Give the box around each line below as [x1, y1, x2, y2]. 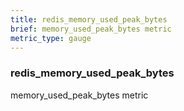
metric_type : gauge [10, 33, 92, 43]
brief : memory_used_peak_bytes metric [10, 24, 172, 34]
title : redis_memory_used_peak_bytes [10, 14, 168, 25]
